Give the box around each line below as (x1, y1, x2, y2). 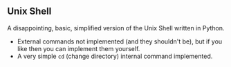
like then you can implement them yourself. (17, 44, 140, 52)
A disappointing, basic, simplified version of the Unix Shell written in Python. (7, 23, 225, 32)
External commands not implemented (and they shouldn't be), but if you (17, 37, 223, 46)
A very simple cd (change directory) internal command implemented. (17, 52, 213, 60)
